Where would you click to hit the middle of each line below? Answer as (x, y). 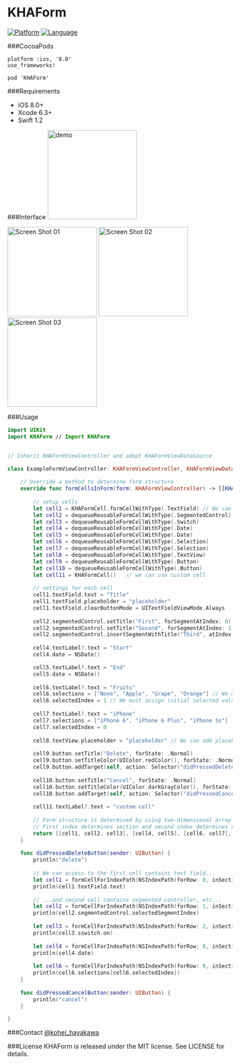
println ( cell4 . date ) (64, 953)
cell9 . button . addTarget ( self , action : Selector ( (107, 767)
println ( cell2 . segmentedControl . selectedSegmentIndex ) (116, 913)
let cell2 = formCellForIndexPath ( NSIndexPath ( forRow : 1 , (121, 907)
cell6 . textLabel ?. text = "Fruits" (84, 687)
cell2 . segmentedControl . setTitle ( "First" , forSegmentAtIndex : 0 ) (132, 621)
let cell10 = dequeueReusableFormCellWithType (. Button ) (118, 568)
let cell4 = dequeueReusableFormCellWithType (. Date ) (113, 528)
